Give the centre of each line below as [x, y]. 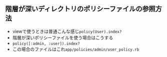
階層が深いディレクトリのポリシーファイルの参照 [80, 9]
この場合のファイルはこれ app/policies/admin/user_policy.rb [76, 49]
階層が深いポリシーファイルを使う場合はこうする [63, 37]
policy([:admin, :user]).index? [46, 43]
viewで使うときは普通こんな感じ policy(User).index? [67, 31]
